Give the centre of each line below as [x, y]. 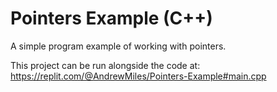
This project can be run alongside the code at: [105, 65]
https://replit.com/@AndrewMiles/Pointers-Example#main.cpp [138, 76]
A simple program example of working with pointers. [118, 46]
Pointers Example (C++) [111, 18]
